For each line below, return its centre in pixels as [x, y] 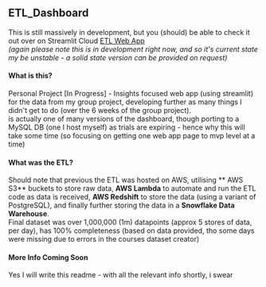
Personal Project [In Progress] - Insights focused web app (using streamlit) [131, 94]
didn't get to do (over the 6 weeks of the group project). [100, 111]
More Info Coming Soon [48, 257]
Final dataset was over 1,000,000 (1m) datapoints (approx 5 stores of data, [130, 223]
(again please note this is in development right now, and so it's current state [133, 49]
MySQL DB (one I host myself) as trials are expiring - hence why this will [127, 127]
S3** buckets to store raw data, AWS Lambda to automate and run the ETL [132, 188]
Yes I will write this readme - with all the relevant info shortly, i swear [121, 275]
